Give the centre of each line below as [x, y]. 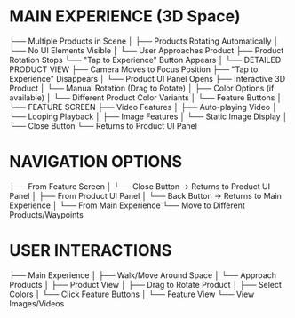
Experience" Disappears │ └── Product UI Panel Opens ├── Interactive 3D [147, 78]
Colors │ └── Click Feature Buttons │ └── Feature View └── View [132, 294]
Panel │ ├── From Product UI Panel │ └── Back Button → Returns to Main [146, 195]
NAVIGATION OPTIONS [96, 162]
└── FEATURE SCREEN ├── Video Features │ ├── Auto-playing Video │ [144, 107]
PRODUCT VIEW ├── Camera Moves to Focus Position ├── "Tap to [134, 69]
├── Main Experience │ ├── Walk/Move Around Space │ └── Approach [143, 275]
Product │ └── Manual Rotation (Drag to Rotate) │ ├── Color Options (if [142, 88]
